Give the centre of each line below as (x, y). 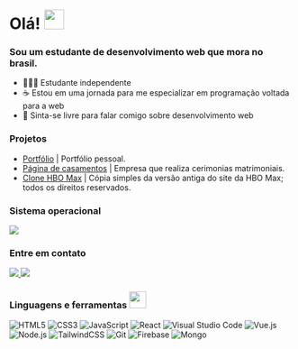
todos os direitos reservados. (77, 187)
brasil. (23, 63)
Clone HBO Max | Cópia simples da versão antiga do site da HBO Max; (153, 178)
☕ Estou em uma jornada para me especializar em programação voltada (156, 93)
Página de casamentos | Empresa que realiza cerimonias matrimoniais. (154, 168)
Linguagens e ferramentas (68, 305)
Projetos (28, 139)
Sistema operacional (55, 210)
